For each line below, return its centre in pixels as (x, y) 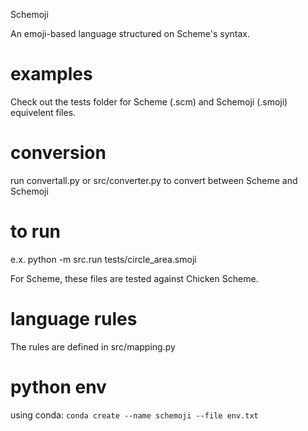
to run (36, 231)
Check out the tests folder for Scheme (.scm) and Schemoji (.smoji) (149, 101)
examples (51, 74)
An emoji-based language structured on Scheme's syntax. (130, 33)
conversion (58, 153)
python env (58, 386)
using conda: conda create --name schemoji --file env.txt (134, 415)
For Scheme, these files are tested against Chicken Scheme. (134, 278)
